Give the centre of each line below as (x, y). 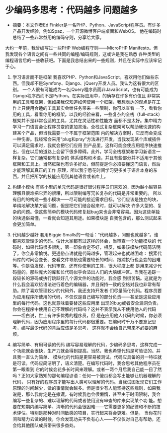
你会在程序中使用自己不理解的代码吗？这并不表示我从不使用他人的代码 (84, 309)
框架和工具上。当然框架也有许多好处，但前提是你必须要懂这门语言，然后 (86, 164)
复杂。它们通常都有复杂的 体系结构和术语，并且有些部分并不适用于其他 (89, 157)
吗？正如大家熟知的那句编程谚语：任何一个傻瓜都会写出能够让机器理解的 (86, 375)
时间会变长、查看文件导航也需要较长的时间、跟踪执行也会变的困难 (93, 259)
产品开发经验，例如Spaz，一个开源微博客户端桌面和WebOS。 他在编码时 (87, 31)
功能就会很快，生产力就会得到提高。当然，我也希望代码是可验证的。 (86, 351)
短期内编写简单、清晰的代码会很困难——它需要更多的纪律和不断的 (89, 406)
